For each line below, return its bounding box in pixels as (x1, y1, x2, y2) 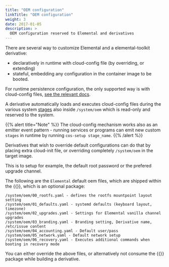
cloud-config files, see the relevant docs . (5, 92, 91, 97)
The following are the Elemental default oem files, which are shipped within (5, 178, 161, 184)
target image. (5, 153, 33, 159)
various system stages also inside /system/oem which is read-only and (5, 107, 150, 112)
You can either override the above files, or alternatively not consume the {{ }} (5, 251, 164, 256)
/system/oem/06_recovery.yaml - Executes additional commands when (5, 237, 150, 242)
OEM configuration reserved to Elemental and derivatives (10, 31, 135, 36)
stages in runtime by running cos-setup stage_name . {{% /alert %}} (5, 132, 143, 138)
